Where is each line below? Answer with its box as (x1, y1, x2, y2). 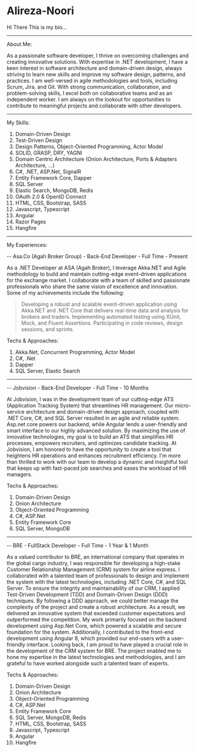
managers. (6, 470, 33, 478)
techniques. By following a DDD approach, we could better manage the (6, 597, 179, 604)
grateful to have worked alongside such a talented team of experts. (6, 659, 169, 667)
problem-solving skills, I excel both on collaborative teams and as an (6, 90, 173, 97)
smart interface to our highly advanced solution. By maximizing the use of (6, 427, 186, 434)
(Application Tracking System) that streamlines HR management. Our (6, 402, 174, 409)
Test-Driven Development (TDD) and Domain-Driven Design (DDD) (6, 591, 168, 598)
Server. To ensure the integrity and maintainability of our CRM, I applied (6, 585, 180, 592)
